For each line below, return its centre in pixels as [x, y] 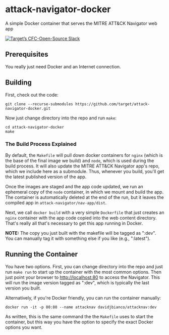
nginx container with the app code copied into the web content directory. [81, 218]
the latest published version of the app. [46, 177]
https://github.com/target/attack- [112, 104]
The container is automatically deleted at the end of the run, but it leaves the [84, 197]
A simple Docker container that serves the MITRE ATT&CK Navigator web [81, 23]
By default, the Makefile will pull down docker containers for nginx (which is [84, 155]
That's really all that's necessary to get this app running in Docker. [74, 223]
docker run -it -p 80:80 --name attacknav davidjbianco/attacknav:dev [81, 307]
